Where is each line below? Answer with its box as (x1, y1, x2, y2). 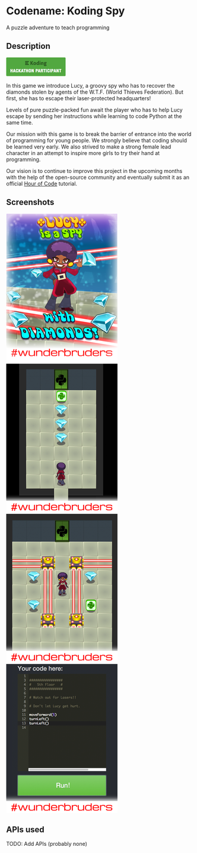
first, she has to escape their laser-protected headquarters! (6, 94, 151, 102)
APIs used (6, 824, 45, 835)
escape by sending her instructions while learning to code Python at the (6, 112, 182, 120)
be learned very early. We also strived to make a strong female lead (6, 143, 171, 150)
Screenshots (6, 197, 55, 207)
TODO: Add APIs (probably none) (6, 840, 88, 848)
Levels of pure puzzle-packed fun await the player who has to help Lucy (6, 106, 183, 113)
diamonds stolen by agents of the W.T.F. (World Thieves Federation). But (6, 88, 184, 95)
